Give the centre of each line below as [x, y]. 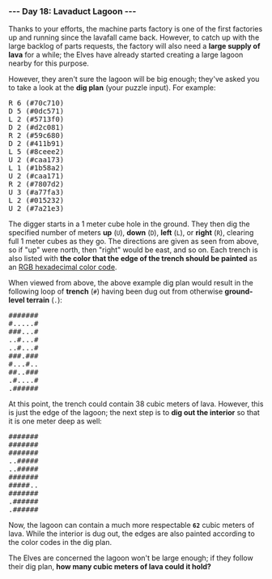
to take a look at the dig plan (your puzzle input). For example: [112, 88]
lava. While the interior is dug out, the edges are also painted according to [132, 534]
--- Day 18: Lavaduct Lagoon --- [72, 11]
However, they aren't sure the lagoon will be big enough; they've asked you [134, 79]
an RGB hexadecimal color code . [63, 267]
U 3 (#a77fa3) [36, 193]
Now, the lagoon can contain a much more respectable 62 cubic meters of [132, 525]
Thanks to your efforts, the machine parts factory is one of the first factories [136, 29]
